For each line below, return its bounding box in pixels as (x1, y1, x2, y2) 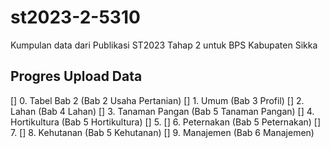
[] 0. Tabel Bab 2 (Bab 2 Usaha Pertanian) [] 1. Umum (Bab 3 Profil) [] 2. (10, 94, 305, 106)
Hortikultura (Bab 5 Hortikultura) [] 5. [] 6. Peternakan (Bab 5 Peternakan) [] (10, 116, 322, 128)
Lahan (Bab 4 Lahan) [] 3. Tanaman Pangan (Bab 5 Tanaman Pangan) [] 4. (10, 105, 315, 117)
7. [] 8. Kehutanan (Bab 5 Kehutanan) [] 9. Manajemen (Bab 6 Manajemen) (10, 126, 315, 138)
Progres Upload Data (10, 68, 143, 85)
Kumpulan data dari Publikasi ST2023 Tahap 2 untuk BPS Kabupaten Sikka (10, 39, 318, 51)
